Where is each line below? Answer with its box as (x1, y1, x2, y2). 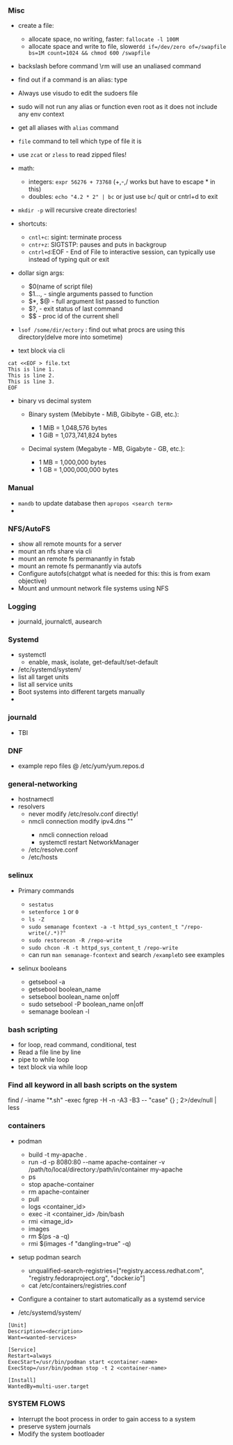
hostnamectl (17, 795, 54, 803)
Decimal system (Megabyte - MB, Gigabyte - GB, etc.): (28, 445, 185, 453)
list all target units (17, 673, 69, 681)
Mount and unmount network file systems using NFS (17, 584, 169, 592)
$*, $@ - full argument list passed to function (28, 297, 159, 306)
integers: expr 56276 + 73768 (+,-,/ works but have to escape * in (28, 177, 216, 186)
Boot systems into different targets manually (17, 688, 145, 696)
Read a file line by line (17, 1048, 81, 1056)
